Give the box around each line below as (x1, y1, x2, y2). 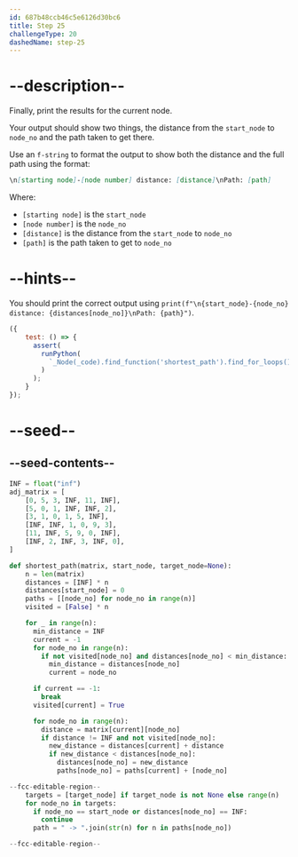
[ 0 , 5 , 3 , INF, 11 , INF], (25, 496, 122, 504)
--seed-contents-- (9, 456, 115, 471)
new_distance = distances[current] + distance (48, 742, 224, 750)
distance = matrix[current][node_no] (41, 725, 180, 734)
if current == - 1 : (32, 685, 101, 694)
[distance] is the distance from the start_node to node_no (21, 228, 232, 239)
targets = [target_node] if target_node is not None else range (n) (25, 790, 279, 799)
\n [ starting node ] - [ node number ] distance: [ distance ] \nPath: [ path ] (9, 176, 272, 185)
